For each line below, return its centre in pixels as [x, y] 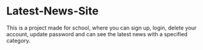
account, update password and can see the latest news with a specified [97, 34]
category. [18, 40]
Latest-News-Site [53, 11]
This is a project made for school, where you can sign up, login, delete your [101, 28]
